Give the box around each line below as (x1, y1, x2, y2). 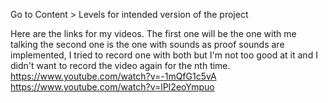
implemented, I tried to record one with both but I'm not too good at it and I (10, 49, 318, 61)
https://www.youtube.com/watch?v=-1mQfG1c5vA (10, 70, 217, 82)
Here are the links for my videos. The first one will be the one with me (10, 28, 297, 39)
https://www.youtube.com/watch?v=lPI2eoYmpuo (10, 81, 215, 93)
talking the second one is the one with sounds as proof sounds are (10, 39, 285, 50)
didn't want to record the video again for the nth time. (10, 60, 231, 71)
